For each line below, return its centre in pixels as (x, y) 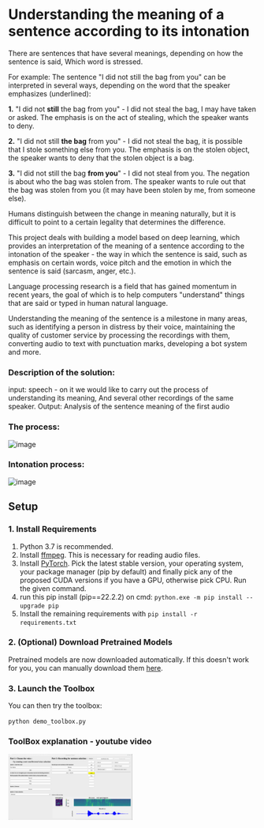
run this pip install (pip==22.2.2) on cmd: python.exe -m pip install (131, 597)
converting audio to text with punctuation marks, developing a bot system (128, 343)
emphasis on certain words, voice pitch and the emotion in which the (120, 262)
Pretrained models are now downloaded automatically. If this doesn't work (129, 659)
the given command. (53, 588)
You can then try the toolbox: (55, 706)
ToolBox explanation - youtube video (80, 742)
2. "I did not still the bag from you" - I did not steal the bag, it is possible (125, 141)
